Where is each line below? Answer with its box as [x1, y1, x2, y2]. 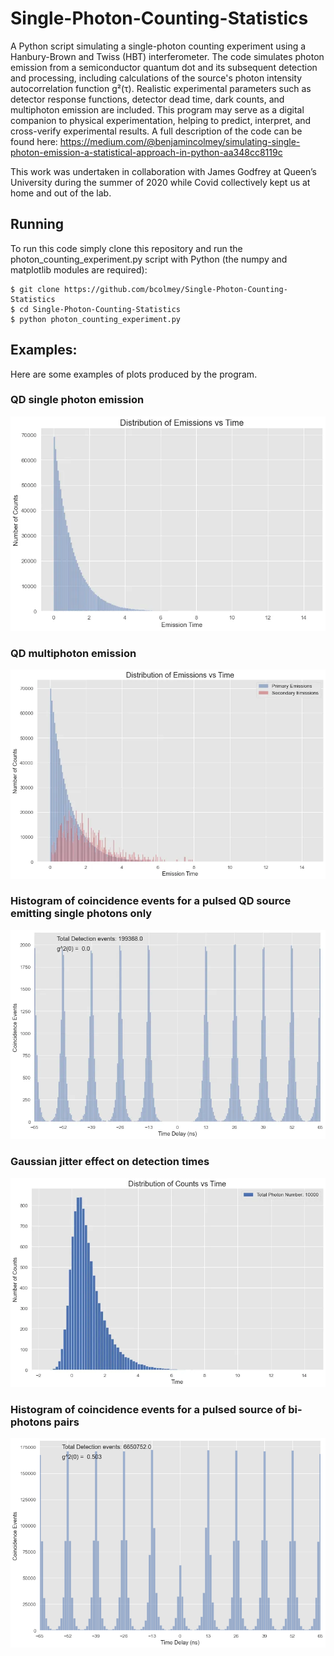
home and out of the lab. [10, 187, 112, 199]
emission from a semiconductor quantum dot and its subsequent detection [10, 61, 318, 73]
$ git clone [10, 284, 60, 294]
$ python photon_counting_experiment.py [10, 314, 182, 324]
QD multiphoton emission [10, 646, 137, 660]
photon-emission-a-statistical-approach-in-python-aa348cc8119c [10, 146, 283, 158]
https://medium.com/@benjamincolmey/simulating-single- [59, 135, 301, 147]
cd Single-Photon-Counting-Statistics [19, 304, 182, 314]
